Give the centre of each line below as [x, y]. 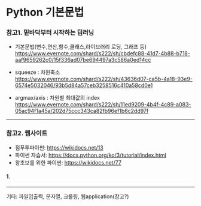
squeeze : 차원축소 [37, 72]
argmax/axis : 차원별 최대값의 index [57, 98]
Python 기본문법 [45, 12]
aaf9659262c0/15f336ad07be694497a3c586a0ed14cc [83, 60]
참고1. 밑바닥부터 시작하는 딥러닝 [50, 32]
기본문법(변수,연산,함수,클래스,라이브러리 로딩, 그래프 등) [81, 47]
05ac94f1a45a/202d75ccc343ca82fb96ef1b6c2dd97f [82, 111]
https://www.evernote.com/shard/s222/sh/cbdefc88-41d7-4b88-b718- [102, 53]
